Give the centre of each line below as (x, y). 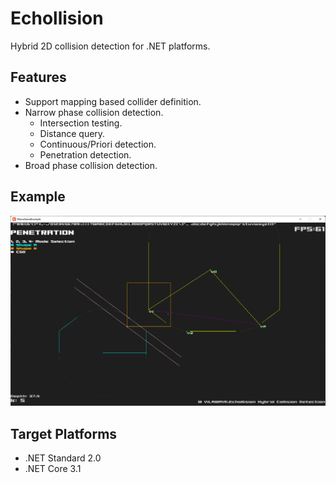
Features (38, 77)
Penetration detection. (85, 154)
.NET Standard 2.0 (63, 458)
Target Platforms (64, 433)
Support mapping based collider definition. (113, 101)
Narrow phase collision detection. (94, 112)
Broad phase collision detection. (91, 165)
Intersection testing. (81, 123)
